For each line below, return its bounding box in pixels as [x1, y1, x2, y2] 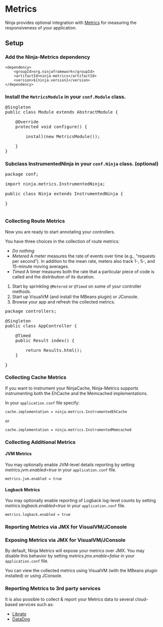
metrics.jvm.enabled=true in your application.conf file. [5, 466, 117, 473]
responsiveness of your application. [5, 24, 77, 30]
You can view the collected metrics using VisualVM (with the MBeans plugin [5, 568, 158, 574]
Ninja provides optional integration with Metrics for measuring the [5, 20, 137, 25]
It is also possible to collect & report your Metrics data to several [5, 596, 134, 602]
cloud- [135, 596, 148, 602]
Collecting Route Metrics [5, 218, 65, 225]
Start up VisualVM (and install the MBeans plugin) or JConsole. [12, 294, 139, 300]
